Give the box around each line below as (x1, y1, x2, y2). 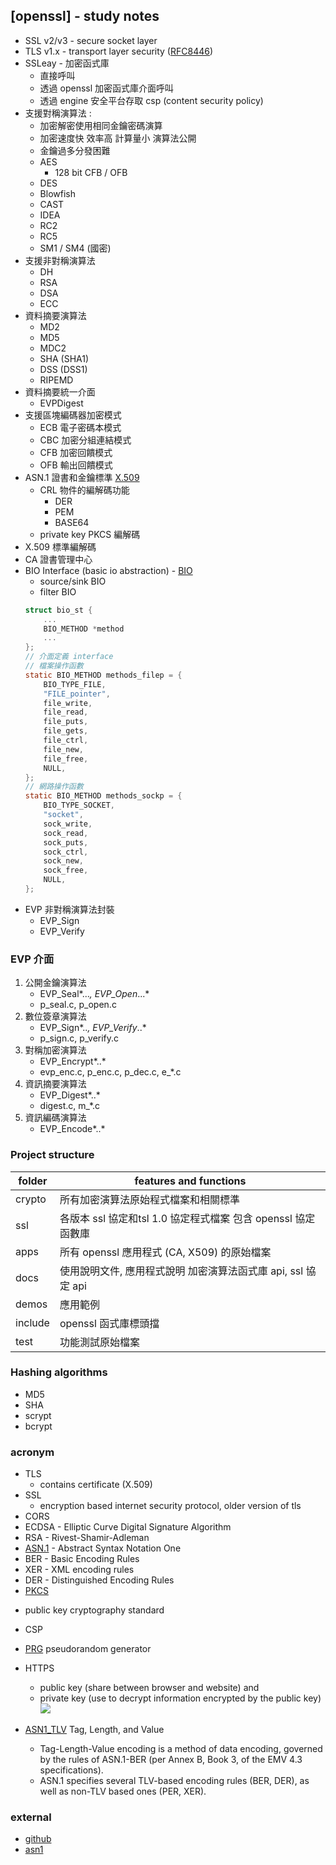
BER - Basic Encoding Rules (24, 1553, 140, 1565)
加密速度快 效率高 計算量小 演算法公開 (39, 132, 197, 144)
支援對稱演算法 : (24, 107, 92, 119)
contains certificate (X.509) (39, 1479, 153, 1491)
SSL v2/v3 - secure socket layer (24, 34, 158, 46)
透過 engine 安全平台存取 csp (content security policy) (39, 94, 264, 106)
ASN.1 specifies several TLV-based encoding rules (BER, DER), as (39, 1775, 310, 1787)
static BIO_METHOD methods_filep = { (24, 670, 183, 680)
